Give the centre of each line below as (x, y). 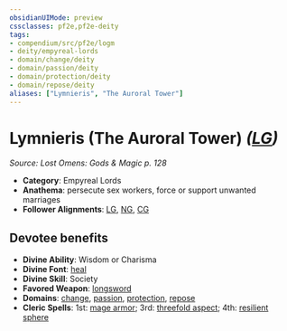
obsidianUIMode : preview (56, 18)
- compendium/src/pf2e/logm (62, 43)
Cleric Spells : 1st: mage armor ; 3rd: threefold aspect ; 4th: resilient (145, 307)
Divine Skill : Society (60, 279)
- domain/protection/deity (60, 77)
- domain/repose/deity (52, 85)
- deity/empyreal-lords (54, 52)
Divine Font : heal (55, 270)
